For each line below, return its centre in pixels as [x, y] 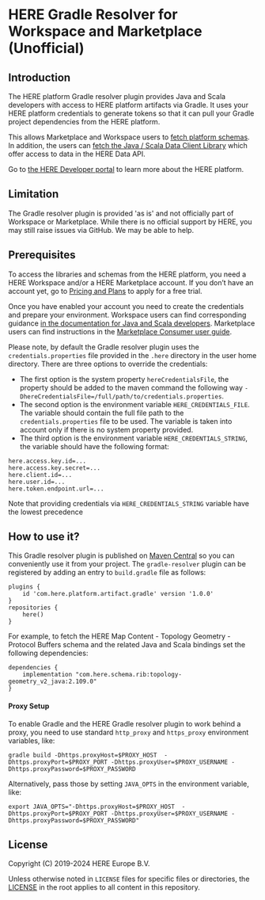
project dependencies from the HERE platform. [84, 122]
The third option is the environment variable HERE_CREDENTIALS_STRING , [133, 438]
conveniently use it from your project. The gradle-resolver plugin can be [127, 564]
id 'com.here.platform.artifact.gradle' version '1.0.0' [118, 594]
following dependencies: [48, 653]
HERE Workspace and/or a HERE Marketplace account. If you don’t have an [131, 282]
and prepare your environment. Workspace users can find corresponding [127, 315]
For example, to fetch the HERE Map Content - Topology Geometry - [119, 636]
